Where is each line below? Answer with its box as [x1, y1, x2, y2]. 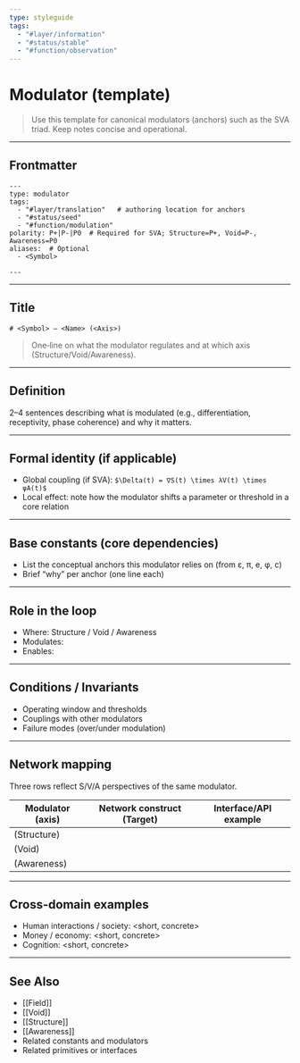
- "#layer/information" [17, 29, 105, 38]
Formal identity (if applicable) [9, 450, 177, 465]
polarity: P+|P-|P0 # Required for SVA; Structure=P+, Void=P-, [9, 229, 257, 238]
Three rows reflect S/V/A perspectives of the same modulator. [9, 781, 237, 791]
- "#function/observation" [17, 46, 118, 55]
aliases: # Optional [9, 244, 90, 253]
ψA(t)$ [21, 484, 47, 493]
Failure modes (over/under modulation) [21, 723, 167, 733]
